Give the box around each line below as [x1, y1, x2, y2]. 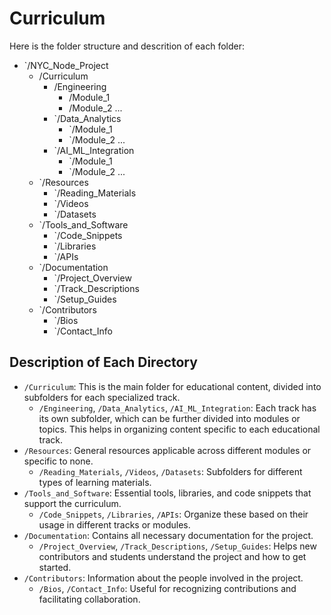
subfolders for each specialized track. [23, 391, 181, 403]
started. [38, 561, 72, 573]
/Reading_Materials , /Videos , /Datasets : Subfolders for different [38, 465, 303, 477]
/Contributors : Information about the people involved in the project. [23, 572, 304, 584]
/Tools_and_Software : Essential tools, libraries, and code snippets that [23, 487, 312, 499]
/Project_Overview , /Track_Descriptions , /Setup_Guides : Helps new [38, 540, 317, 552]
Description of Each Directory [9, 354, 198, 371]
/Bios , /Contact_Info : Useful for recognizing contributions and [38, 582, 297, 594]
